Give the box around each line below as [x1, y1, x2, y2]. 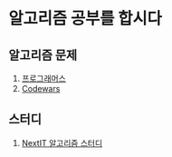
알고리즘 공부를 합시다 [8, 8, 162, 29]
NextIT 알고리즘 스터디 [21, 137, 103, 148]
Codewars [21, 83, 61, 93]
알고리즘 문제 [8, 47, 78, 63]
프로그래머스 [21, 74, 67, 83]
